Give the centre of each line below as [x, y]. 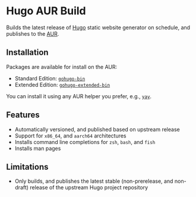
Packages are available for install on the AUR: [62, 67]
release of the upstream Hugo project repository [89, 187]
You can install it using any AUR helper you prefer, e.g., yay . [79, 96]
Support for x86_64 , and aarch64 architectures [70, 136]
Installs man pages [38, 148]
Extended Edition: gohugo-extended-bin [62, 85]
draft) [21, 187]
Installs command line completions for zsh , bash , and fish [85, 142]
